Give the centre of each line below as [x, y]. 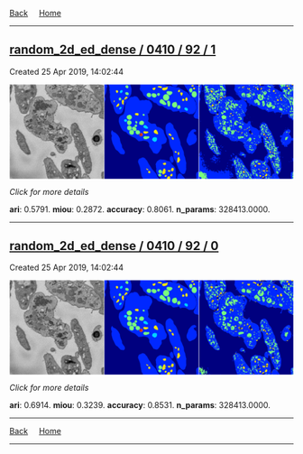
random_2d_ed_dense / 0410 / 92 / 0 [114, 246]
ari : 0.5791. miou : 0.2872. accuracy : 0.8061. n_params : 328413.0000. [140, 209]
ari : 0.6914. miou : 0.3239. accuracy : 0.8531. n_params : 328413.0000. [140, 405]
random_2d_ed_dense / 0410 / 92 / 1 [113, 50]
